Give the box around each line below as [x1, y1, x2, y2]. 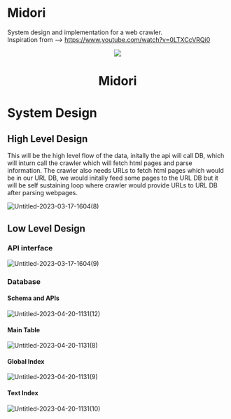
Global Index [7, 357, 45, 365]
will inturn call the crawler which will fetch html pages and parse [7, 159, 192, 167]
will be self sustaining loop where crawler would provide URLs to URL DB [7, 181, 218, 190]
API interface [7, 243, 53, 253]
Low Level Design [7, 222, 86, 234]
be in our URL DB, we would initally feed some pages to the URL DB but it [7, 173, 218, 183]
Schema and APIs [7, 294, 59, 302]
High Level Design [7, 133, 88, 145]
